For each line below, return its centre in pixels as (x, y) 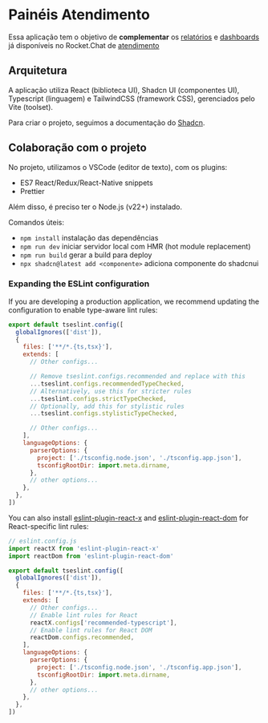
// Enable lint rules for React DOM (91, 630)
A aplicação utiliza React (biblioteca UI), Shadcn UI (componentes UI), (124, 90)
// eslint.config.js (43, 541)
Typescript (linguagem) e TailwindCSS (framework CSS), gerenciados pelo (132, 99)
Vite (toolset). (31, 107)
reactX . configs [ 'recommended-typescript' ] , (104, 623)
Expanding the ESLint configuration (79, 284)
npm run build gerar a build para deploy (86, 255)
